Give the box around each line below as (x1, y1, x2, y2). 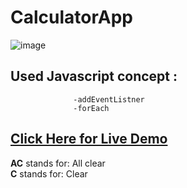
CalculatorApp (10, 6, 133, 29)
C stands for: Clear (10, 167, 88, 180)
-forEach (73, 103, 110, 113)
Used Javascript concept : (10, 68, 178, 85)
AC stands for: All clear (10, 157, 106, 169)
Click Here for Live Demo (10, 131, 168, 148)
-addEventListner (73, 94, 145, 105)
